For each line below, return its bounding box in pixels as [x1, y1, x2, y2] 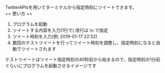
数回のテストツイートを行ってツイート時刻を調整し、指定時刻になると [12, 40, 157, 46]
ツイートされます [21, 46, 56, 52]
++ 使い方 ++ [5, 10, 32, 16]
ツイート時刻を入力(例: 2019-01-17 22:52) [12, 34, 98, 39]
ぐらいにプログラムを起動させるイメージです [5, 63, 97, 69]
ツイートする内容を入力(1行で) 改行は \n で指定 [12, 27, 108, 33]
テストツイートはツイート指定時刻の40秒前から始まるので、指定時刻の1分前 [5, 57, 161, 62]
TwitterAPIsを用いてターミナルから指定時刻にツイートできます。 [5, 4, 137, 10]
